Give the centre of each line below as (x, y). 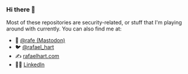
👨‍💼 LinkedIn (30, 64)
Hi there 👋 (21, 10)
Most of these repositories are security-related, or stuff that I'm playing (94, 23)
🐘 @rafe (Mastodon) (40, 41)
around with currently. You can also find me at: (64, 29)
